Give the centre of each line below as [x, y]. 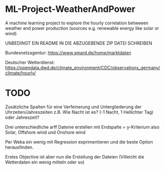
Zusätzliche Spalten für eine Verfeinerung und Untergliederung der [74, 107]
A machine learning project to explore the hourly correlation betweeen [77, 23]
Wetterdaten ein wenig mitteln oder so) [45, 162]
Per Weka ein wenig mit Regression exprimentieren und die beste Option [79, 142]
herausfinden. [19, 147]
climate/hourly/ [21, 73]
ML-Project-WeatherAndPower [70, 9]
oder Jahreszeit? [22, 117]
